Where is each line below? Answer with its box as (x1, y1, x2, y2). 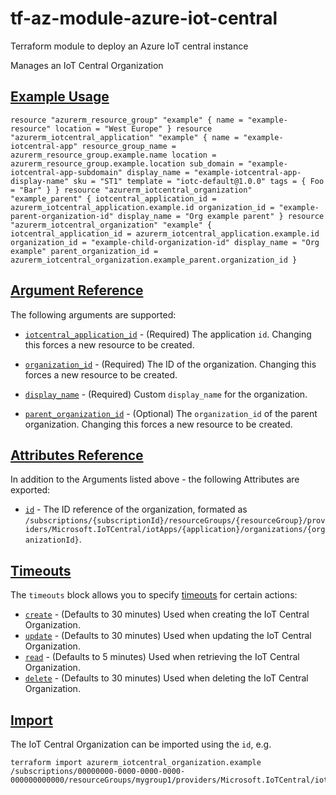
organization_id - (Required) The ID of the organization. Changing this (24, 358, 317, 370)
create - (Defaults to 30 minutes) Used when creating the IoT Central (24, 608, 310, 621)
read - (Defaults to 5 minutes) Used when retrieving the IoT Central (24, 651, 300, 663)
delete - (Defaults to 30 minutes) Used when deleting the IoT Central (24, 672, 309, 684)
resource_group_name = (81, 141, 177, 151)
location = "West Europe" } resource (54, 123, 213, 134)
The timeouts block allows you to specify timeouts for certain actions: (10, 589, 298, 601)
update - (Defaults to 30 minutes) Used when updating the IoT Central (24, 630, 312, 642)
